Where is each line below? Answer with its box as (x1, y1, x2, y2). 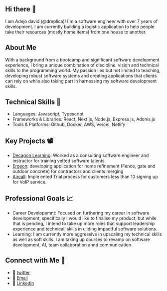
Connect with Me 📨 (5, 256, 66, 265)
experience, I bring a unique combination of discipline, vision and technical (5, 62, 159, 68)
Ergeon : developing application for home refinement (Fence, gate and (12, 163, 156, 169)
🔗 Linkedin (12, 280, 34, 286)
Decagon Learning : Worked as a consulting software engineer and (12, 152, 149, 158)
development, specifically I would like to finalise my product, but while (12, 215, 157, 221)
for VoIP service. (12, 179, 47, 185)
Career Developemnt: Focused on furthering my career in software (12, 210, 150, 216)
